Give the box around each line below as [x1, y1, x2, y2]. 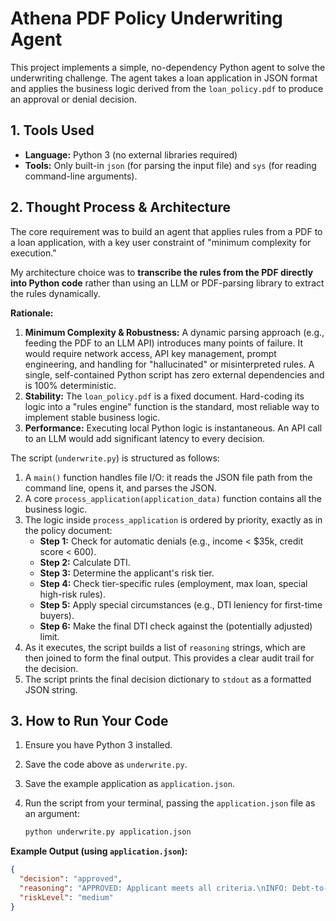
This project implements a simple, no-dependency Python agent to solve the [10, 61, 326, 73]
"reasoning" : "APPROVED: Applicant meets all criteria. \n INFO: [19, 883, 288, 893]
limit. [39, 630, 60, 642]
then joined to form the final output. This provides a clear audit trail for [24, 652, 315, 664]
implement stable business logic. [24, 411, 161, 423]
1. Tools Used [10, 122, 95, 139]
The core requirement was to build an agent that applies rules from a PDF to [10, 225, 323, 237]
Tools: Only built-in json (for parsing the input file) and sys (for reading [24, 159, 317, 171]
